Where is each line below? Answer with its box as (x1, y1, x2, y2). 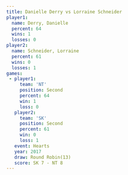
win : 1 (19, 98, 36, 104)
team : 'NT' (19, 82, 47, 88)
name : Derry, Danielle (11, 20, 69, 26)
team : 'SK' (19, 115, 47, 121)
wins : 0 (11, 59, 31, 65)
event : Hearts (14, 143, 50, 149)
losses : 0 (11, 37, 36, 43)
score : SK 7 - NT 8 (14, 160, 63, 166)
